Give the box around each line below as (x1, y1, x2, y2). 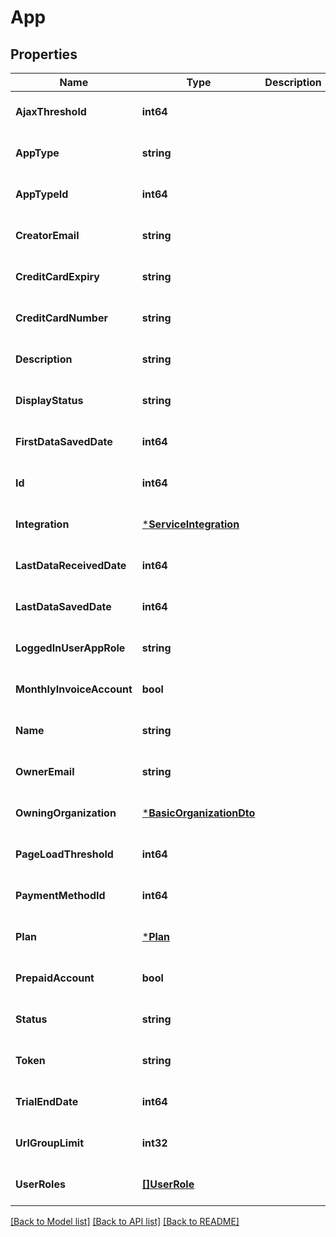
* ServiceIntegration (141, 517, 240, 531)
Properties (10, 46, 78, 63)
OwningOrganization (15, 806, 117, 820)
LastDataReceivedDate (15, 559, 127, 572)
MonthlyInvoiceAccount (15, 682, 133, 696)
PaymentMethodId (15, 889, 106, 902)
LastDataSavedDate (15, 600, 112, 613)
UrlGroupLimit (15, 1136, 84, 1150)
